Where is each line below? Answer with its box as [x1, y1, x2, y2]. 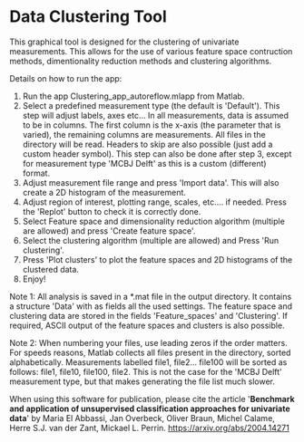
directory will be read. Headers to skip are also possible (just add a [22, 139, 273, 149]
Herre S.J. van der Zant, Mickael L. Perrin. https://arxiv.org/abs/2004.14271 [9, 422, 290, 433]
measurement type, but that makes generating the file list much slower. [9, 376, 275, 387]
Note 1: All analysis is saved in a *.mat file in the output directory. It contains [9, 291, 292, 302]
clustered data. [22, 264, 80, 274]
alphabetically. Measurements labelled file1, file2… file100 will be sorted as [9, 356, 288, 368]
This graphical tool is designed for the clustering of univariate [9, 36, 240, 47]
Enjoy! [22, 274, 46, 284]
